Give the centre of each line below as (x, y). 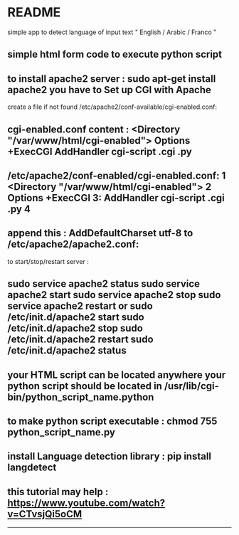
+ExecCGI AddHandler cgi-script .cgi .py (100, 151)
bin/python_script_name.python (81, 397)
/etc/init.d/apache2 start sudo (76, 317)
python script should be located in (85, 386)
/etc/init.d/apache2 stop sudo (75, 328)
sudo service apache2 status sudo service (104, 284)
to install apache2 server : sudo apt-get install (112, 79)
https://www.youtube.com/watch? (86, 503)
